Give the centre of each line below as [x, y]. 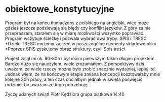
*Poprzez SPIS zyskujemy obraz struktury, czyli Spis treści [65, 49]
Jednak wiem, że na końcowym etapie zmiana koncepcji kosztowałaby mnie [82, 74]
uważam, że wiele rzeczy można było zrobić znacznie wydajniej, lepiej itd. [81, 69]
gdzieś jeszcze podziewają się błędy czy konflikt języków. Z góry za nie [78, 28]
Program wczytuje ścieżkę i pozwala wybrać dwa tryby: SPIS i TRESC [76, 38]
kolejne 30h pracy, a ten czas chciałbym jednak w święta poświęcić [74, 79]
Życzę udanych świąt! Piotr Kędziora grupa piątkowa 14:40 [65, 94]
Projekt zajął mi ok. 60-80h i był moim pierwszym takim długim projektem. [81, 58]
